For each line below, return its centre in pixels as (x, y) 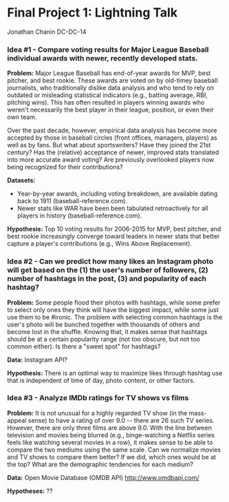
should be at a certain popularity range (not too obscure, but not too (104, 339)
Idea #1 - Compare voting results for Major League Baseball (108, 50)
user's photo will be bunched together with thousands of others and (103, 324)
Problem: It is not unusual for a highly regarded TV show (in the (97, 413)
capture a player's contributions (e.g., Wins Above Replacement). (100, 244)
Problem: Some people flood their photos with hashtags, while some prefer (114, 302)
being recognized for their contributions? (65, 167)
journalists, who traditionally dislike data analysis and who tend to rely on (111, 88)
